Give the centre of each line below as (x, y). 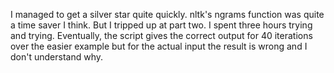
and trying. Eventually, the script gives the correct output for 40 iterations (161, 35)
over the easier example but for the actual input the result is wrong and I (159, 46)
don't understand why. (57, 57)
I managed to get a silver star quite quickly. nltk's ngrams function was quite (167, 14)
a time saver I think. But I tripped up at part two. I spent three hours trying (161, 25)
